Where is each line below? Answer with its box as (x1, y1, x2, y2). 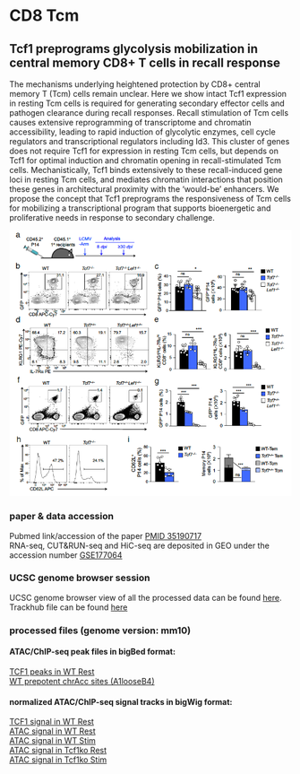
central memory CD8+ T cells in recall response (9, 55, 280, 70)
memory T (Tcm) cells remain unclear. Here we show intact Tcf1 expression (9, 89, 287, 99)
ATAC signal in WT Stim (9, 735, 97, 746)
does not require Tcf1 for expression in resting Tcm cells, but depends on (9, 145, 279, 156)
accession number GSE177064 (9, 549, 123, 561)
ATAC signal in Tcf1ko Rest (9, 745, 107, 756)
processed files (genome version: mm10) (9, 624, 191, 637)
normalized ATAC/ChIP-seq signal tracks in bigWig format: (9, 696, 233, 707)
